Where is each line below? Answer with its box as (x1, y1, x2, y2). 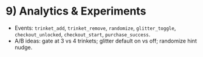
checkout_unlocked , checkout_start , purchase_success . (14, 30, 151, 38)
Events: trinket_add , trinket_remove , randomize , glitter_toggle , (14, 24, 176, 32)
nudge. (14, 44, 33, 51)
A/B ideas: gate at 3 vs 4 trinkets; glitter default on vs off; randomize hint (14, 37, 197, 44)
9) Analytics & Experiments (5, 4, 146, 18)
